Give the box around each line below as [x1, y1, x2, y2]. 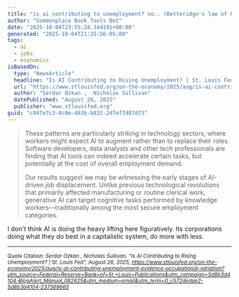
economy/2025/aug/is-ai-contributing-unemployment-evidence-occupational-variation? [7, 264, 225, 272]
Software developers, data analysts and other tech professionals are [24, 144, 225, 153]
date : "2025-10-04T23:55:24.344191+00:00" [7, 23, 135, 31]
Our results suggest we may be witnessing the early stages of [24, 173, 207, 181]
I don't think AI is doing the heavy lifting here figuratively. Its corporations [7, 225, 223, 233]
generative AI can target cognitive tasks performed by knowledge [24, 195, 218, 204]
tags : [7, 37, 23, 44]
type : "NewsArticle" [14, 70, 75, 77]
